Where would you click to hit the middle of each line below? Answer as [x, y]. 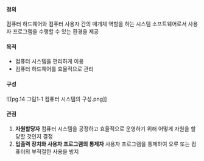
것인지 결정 [40, 136]
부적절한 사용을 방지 [55, 151]
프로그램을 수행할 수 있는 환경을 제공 [56, 32]
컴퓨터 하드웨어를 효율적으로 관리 [54, 69]
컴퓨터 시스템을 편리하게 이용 [49, 62]
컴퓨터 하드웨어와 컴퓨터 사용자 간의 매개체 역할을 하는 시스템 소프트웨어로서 [97, 24]
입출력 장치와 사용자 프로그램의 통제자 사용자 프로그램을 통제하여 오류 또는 [102, 144]
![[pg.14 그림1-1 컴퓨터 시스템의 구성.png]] [57, 99]
